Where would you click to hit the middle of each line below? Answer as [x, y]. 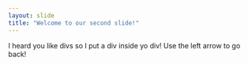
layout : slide [32, 15]
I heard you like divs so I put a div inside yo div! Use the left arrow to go [124, 45]
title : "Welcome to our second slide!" [74, 23]
